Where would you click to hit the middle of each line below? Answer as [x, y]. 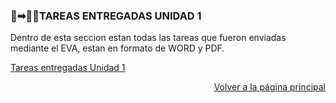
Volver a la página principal [269, 87]
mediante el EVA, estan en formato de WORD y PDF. [117, 48]
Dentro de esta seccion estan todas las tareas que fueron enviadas [148, 38]
